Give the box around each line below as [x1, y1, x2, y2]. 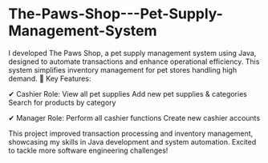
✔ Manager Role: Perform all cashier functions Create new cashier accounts [8, 113, 261, 122]
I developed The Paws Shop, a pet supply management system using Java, [8, 48, 257, 58]
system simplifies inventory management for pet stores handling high [8, 65, 238, 74]
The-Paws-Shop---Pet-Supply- [8, 5, 223, 23]
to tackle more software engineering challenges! [8, 145, 169, 155]
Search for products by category [8, 97, 116, 107]
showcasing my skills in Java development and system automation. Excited [8, 137, 257, 146]
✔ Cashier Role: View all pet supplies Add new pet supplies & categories [8, 89, 247, 98]
